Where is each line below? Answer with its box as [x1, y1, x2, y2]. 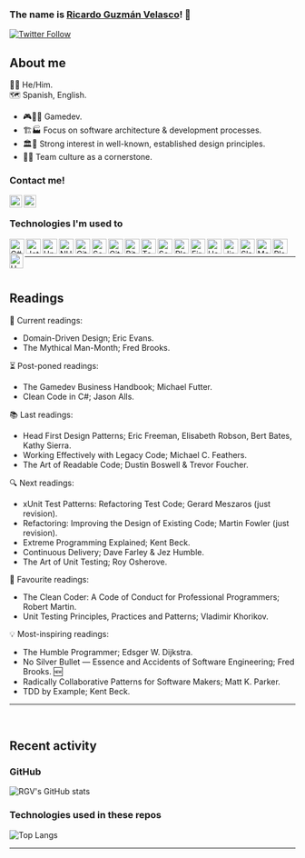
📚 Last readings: [9, 409, 74, 420]
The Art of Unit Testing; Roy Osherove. [22, 556, 168, 567]
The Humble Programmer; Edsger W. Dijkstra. [22, 646, 193, 657]
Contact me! [9, 175, 65, 187]
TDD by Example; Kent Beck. [22, 685, 131, 696]
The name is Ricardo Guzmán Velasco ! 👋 [9, 8, 192, 21]
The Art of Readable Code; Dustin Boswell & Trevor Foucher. [22, 459, 249, 470]
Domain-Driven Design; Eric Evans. [22, 332, 154, 344]
